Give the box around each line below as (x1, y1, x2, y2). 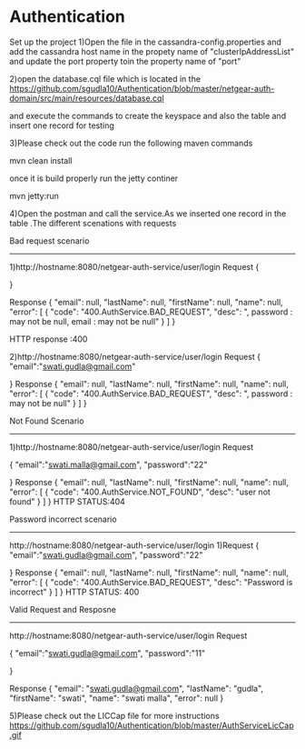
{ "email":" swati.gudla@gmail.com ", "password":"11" (9, 647, 206, 658)
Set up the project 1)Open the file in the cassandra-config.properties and (9, 36, 281, 47)
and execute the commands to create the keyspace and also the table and (9, 110, 287, 121)
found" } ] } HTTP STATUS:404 (9, 495, 125, 506)
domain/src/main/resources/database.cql (9, 93, 165, 104)
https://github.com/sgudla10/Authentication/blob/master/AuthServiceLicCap (9, 720, 294, 731)
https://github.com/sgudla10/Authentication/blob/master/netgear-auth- (9, 83, 275, 94)
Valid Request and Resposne (9, 604, 116, 614)
